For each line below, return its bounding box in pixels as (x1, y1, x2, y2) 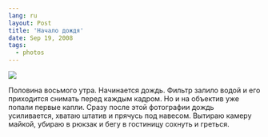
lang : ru (8, 11, 38, 20)
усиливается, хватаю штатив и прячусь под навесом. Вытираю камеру (8, 111, 252, 120)
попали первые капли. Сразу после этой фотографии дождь (8, 103, 214, 112)
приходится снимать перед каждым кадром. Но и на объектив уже (8, 94, 240, 104)
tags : (8, 41, 26, 49)
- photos (15, 49, 45, 57)
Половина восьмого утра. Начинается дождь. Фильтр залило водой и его (8, 85, 261, 95)
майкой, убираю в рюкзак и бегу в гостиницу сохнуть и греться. (8, 119, 230, 128)
